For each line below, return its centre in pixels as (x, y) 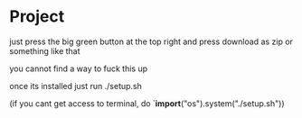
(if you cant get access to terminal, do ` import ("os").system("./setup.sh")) (147, 103)
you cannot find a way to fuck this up (79, 68)
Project (37, 17)
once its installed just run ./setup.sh (76, 86)
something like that (45, 50)
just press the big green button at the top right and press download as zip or (151, 41)
